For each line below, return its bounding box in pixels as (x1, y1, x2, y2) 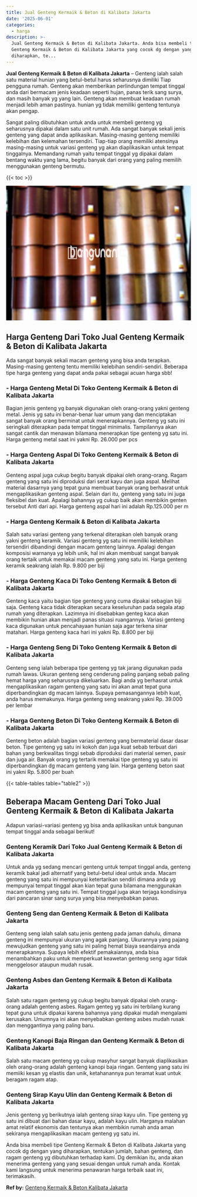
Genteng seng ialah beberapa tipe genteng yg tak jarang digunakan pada (6, 664, 183, 671)
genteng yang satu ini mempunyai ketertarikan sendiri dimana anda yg (6, 876, 176, 883)
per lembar (6, 701, 33, 709)
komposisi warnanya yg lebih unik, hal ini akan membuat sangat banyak (6, 549, 179, 556)
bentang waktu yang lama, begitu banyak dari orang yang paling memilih (6, 156, 182, 163)
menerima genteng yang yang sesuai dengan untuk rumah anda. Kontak (6, 1160, 181, 1168)
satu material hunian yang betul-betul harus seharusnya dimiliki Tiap (6, 76, 171, 83)
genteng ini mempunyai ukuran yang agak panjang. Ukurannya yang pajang (6, 936, 189, 943)
